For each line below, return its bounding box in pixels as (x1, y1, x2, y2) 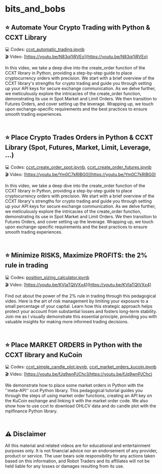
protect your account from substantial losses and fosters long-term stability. (5, 308, 157, 314)
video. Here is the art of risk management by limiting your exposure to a (5, 298, 148, 304)
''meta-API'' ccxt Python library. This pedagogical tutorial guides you (5, 388, 143, 394)
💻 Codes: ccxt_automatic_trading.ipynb (5, 47, 85, 52)
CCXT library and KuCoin (5, 351, 82, 359)
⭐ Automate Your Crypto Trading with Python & (5, 23, 150, 32)
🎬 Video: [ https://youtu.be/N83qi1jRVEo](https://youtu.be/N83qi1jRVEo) (5, 54, 148, 59)
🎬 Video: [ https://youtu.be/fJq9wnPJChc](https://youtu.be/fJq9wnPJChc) (5, 371, 153, 377)
